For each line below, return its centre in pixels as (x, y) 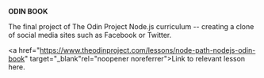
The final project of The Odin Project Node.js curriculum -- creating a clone (131, 26)
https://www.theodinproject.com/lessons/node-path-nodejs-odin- (147, 50)
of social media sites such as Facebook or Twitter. (90, 35)
